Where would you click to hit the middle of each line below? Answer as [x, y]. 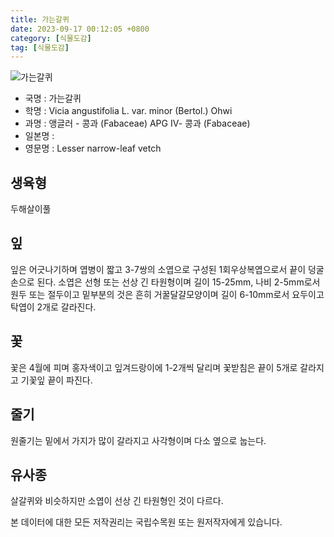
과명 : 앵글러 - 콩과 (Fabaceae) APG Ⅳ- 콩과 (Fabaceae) [137, 123]
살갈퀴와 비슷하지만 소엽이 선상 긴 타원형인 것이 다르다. [117, 501]
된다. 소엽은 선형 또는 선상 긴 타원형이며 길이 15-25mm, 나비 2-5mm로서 [178, 282]
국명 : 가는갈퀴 [53, 98]
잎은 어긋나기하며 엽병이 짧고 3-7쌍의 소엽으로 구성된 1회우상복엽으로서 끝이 [158, 269]
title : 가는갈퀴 [40, 19]
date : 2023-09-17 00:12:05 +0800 [80, 29]
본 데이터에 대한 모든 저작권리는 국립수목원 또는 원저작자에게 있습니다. [146, 522]
